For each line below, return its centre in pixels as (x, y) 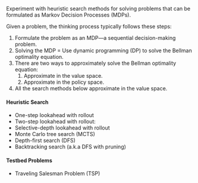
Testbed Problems (29, 160)
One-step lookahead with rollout (54, 115)
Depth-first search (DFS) (45, 141)
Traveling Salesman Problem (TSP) (57, 173)
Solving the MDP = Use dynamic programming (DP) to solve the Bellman (103, 51)
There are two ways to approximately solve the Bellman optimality (95, 63)
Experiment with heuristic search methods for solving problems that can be (98, 9)
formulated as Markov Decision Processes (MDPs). (69, 15)
